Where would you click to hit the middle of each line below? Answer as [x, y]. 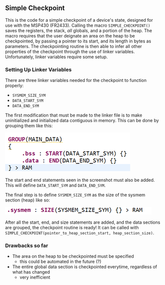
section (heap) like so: [28, 200]
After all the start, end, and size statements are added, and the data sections [83, 222]
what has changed [31, 272]
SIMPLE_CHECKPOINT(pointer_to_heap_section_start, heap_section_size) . [80, 233]
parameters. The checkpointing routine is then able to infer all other [74, 46]
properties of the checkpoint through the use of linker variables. [70, 51]
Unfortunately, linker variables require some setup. [56, 57]
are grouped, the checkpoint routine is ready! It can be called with [72, 228]
